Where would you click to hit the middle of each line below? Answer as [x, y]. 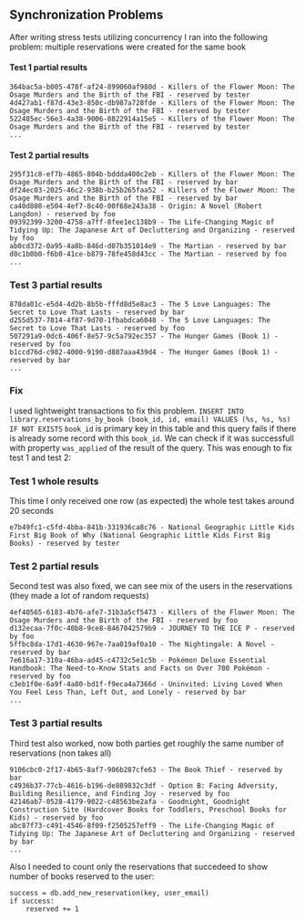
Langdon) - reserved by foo [63, 215]
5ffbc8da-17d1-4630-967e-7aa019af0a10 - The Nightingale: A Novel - [142, 644]
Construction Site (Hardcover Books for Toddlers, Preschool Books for [148, 810]
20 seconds [32, 511]
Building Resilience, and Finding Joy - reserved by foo [120, 793]
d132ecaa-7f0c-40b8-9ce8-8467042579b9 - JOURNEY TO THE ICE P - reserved [152, 629]
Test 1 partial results [49, 68]
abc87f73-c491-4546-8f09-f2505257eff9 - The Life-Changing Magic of [142, 825]
